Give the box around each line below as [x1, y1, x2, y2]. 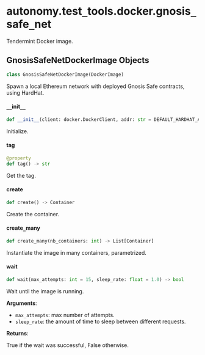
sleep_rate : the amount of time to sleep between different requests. [15, 318, 186, 325]
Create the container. [6, 210, 60, 218]
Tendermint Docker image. [6, 37, 73, 45]
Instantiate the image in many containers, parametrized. [6, 249, 146, 256]
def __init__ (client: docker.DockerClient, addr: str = [6, 116, 151, 123]
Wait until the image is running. [6, 287, 84, 295]
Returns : [6, 329, 29, 337]
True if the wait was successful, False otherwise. [6, 341, 129, 349]
